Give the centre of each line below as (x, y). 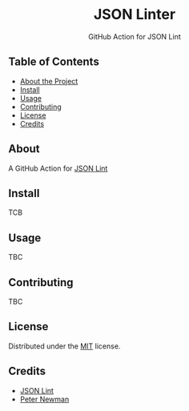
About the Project (49, 81)
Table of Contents (54, 62)
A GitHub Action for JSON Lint (58, 168)
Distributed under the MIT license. (64, 346)
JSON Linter (135, 15)
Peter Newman (44, 399)
